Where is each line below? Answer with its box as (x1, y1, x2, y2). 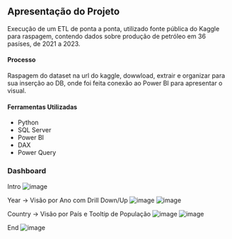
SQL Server (17, 126, 52, 134)
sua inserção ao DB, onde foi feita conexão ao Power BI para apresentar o (7, 79, 223, 88)
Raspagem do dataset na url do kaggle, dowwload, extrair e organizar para (7, 71, 226, 80)
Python (17, 118, 39, 127)
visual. (7, 86, 27, 95)
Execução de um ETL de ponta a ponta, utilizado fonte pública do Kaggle (7, 24, 220, 33)
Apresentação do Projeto (7, 6, 120, 18)
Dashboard (7, 166, 47, 176)
